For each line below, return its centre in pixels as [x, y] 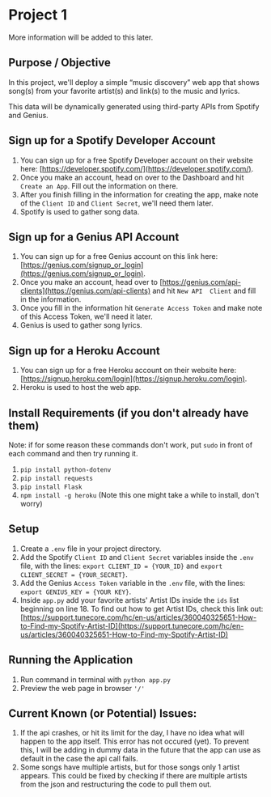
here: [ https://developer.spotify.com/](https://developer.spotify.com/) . [137, 168]
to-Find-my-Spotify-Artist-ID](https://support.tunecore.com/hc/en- [132, 625]
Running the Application [71, 660]
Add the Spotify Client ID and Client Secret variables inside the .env [137, 557]
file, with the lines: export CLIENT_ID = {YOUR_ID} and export [121, 566]
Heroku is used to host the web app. [80, 388]
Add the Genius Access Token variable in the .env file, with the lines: [133, 583]
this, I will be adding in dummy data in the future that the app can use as [140, 750]
